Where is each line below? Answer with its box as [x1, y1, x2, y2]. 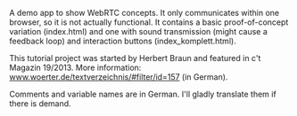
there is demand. [9, 98, 71, 109]
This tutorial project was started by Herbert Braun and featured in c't [9, 53, 261, 63]
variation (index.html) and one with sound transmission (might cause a [9, 27, 268, 36]
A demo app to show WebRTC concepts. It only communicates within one [9, 8, 279, 18]
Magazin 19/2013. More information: [9, 62, 142, 73]
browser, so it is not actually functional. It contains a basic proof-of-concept [9, 17, 289, 27]
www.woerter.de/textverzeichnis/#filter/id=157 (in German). [9, 72, 228, 82]
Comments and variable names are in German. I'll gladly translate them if [9, 89, 276, 99]
